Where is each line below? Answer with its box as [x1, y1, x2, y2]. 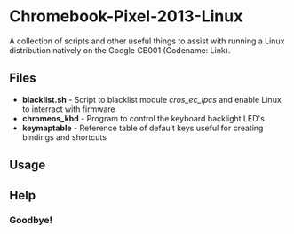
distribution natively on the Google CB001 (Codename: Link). [9, 44, 231, 55]
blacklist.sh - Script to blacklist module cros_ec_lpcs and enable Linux [21, 94, 282, 105]
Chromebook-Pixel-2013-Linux [9, 6, 243, 27]
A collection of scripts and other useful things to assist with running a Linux [9, 35, 285, 46]
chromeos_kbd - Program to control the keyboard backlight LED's [21, 113, 265, 123]
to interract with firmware [21, 104, 115, 114]
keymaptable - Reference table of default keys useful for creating [21, 122, 264, 133]
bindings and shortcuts [21, 131, 107, 143]
